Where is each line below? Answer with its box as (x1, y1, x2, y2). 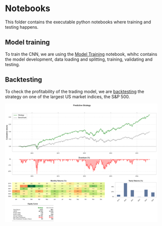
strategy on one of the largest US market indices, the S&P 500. (5, 93, 130, 100)
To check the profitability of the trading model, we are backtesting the (5, 88, 144, 94)
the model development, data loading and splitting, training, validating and (5, 56, 153, 62)
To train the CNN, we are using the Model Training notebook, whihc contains (5, 51, 158, 57)
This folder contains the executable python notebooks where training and (5, 19, 151, 25)
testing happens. (5, 24, 39, 30)
